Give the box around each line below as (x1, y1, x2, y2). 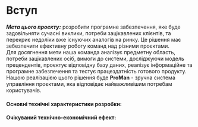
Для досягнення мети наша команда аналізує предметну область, (6, 48, 175, 55)
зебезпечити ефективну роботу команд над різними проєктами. (6, 42, 169, 49)
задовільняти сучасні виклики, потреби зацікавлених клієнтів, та (6, 29, 171, 36)
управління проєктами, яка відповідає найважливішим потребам (6, 80, 172, 87)
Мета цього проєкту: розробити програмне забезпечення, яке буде (6, 23, 181, 30)
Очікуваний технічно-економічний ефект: (6, 114, 117, 121)
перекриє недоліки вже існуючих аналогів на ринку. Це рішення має (6, 36, 181, 43)
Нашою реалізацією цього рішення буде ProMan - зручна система (6, 74, 175, 81)
